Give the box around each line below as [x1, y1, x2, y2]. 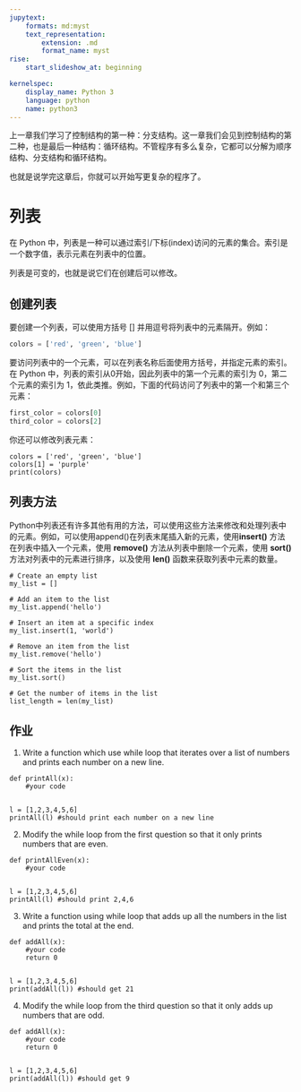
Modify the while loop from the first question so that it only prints [21, 830, 262, 840]
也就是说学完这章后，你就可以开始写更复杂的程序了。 [9, 171, 206, 182]
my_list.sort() [9, 673, 66, 682]
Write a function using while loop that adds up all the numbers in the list [21, 911, 288, 922]
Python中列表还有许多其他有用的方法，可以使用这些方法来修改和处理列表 [9, 520, 279, 530]
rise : [9, 55, 30, 64]
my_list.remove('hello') [9, 649, 102, 658]
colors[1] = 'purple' [9, 460, 90, 469]
